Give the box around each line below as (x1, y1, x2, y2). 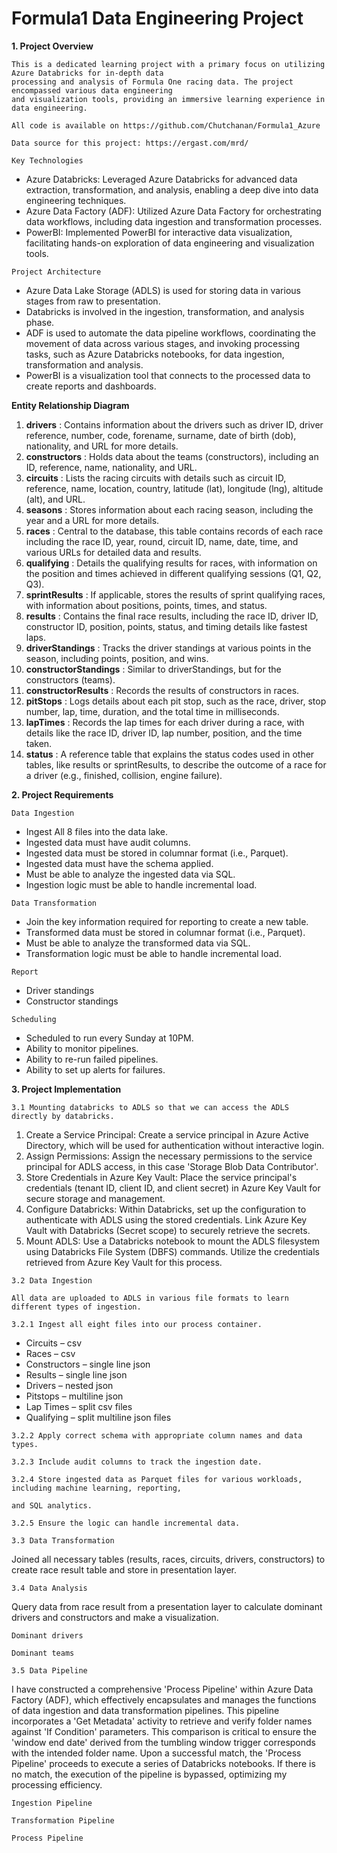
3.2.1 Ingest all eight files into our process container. (11, 1319, 263, 1329)
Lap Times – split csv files (25, 1400, 133, 1412)
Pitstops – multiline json (25, 1390, 124, 1402)
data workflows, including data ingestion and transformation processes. (25, 215, 323, 227)
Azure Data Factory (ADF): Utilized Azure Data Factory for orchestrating (25, 205, 322, 217)
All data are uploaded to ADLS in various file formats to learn (11, 1293, 289, 1303)
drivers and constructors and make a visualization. (11, 1611, 219, 1623)
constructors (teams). (25, 673, 116, 686)
